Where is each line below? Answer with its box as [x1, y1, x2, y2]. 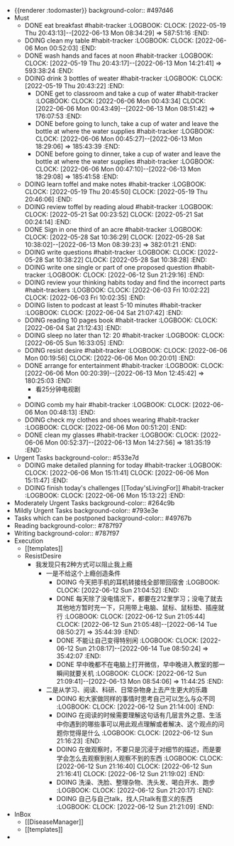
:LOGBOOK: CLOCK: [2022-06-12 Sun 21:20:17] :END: [56, 786, 214, 794]
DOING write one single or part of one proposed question [24, 263, 193, 271]
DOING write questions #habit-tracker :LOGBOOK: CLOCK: [24, 248, 196, 256]
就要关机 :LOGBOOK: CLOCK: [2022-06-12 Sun [68, 669, 207, 677]
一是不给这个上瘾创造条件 [45, 569, 121, 577]
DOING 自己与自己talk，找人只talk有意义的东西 [56, 795, 193, 803]
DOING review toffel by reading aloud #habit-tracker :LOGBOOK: [24, 203, 213, 211]
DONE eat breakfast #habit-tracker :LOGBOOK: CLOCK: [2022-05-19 [24, 21, 226, 29]
